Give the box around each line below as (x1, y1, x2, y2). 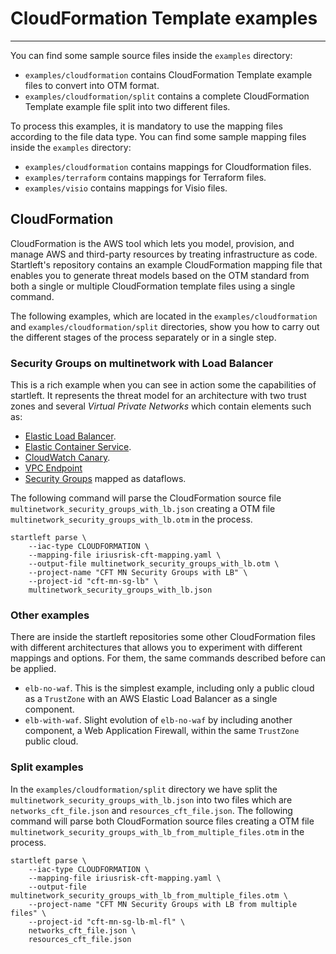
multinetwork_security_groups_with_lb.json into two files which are (10, 793, 293, 806)
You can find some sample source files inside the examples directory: (10, 49, 293, 61)
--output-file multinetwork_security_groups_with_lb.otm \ (28, 559, 280, 569)
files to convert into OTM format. (24, 79, 160, 91)
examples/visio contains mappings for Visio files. (24, 182, 228, 194)
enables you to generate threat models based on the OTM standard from (10, 269, 310, 281)
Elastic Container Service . (24, 441, 132, 453)
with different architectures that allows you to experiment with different (10, 642, 303, 654)
